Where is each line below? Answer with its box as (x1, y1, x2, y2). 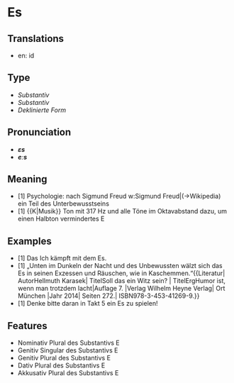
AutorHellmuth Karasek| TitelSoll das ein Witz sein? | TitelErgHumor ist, (17, 277, 225, 285)
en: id (17, 51, 35, 60)
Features (7, 320, 48, 332)
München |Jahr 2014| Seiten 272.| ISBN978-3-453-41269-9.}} (17, 292, 200, 300)
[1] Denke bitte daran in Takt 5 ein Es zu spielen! (17, 299, 158, 308)
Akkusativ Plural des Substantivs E (17, 369, 119, 377)
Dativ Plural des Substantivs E (17, 361, 106, 370)
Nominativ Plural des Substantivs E (17, 338, 121, 348)
